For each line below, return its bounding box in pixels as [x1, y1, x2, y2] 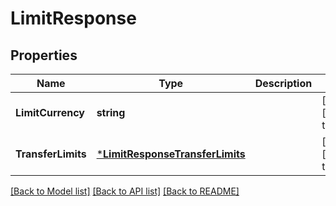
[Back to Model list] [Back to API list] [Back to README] [10, 185, 240, 197]
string [96, 106, 126, 119]
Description [254, 77, 313, 90]
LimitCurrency [15, 106, 85, 119]
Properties [10, 47, 78, 64]
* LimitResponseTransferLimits [96, 147, 246, 161]
